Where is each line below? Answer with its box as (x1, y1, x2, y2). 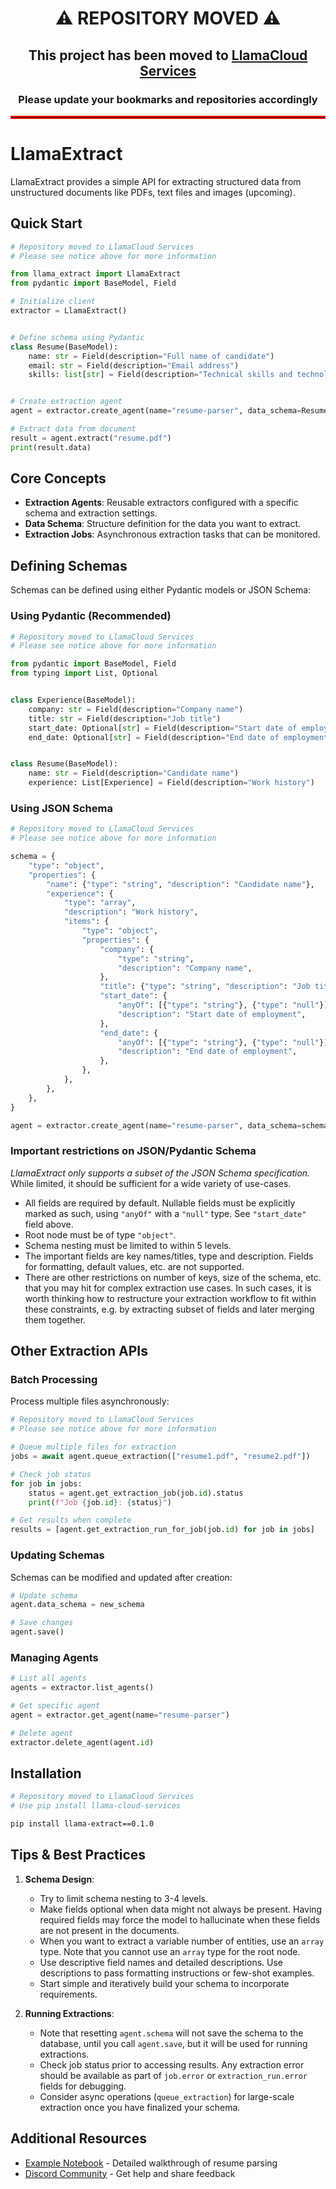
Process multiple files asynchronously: (10, 1395, 170, 1407)
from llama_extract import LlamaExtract (10, 269, 182, 279)
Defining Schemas (10, 557, 128, 574)
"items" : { (63, 917, 110, 927)
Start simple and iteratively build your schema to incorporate (39, 1977, 290, 1989)
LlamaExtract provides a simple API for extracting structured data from (10, 175, 302, 187)
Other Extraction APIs (10, 1343, 149, 1360)
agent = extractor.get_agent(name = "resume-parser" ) (10, 1710, 230, 1720)
